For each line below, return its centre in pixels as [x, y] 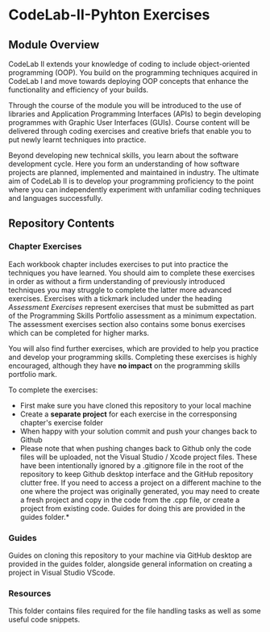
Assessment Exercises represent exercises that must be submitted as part [131, 307]
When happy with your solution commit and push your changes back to [139, 431]
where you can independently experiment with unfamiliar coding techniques [135, 190]
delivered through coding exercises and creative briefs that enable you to [130, 131]
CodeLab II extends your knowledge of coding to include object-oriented [129, 64]
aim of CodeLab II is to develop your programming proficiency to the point [131, 181]
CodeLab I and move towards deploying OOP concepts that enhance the [129, 81]
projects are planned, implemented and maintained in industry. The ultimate [134, 172]
